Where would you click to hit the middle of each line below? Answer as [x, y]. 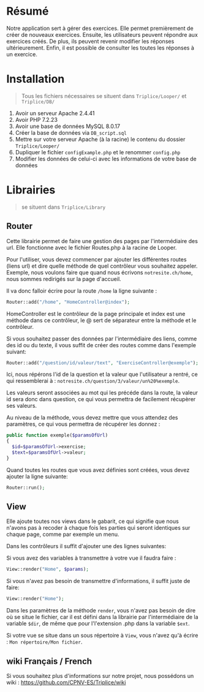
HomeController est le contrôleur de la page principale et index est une [96, 314]
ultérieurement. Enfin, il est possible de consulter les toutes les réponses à [100, 48]
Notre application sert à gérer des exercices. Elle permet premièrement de [100, 28]
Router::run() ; [26, 487]
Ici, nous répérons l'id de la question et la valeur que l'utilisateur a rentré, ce [102, 374]
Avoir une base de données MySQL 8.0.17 [68, 126]
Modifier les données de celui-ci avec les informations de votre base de [106, 159]
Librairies [31, 190]
